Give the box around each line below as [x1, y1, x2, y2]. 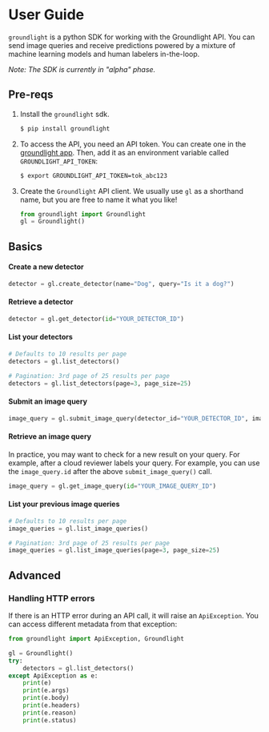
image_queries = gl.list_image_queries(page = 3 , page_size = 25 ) [8, 546, 220, 554]
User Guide [8, 6, 85, 24]
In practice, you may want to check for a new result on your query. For [8, 449, 240, 459]
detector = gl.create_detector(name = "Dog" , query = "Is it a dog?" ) [8, 280, 235, 288]
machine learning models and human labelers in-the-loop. [8, 49, 200, 58]
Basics [8, 239, 42, 253]
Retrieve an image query [8, 432, 92, 441]
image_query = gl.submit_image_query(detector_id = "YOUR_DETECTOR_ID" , [8, 414, 249, 422]
